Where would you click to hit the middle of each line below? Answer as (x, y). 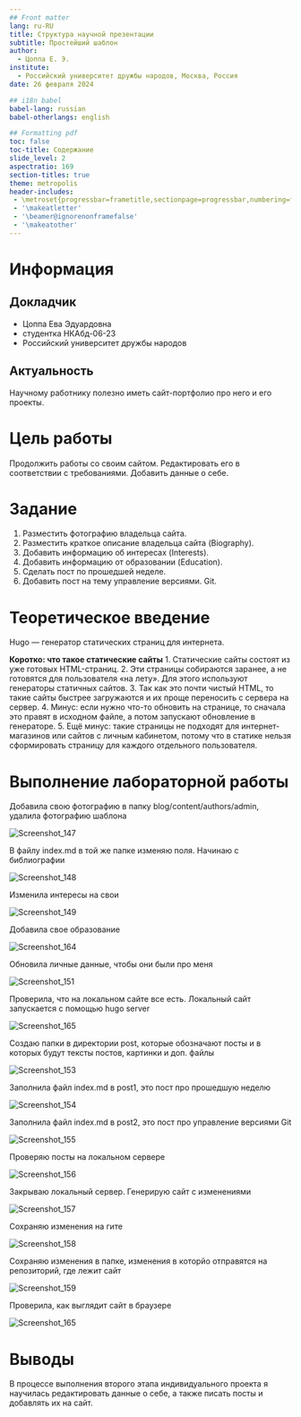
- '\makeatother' (45, 225)
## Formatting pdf (43, 134)
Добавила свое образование (65, 929)
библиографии (37, 860)
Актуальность (52, 372)
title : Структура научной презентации (82, 34)
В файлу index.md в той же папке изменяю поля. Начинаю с (124, 851)
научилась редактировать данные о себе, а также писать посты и (136, 1394)
